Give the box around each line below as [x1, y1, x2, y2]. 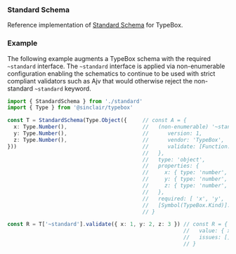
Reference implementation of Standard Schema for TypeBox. [7, 21, 183, 29]
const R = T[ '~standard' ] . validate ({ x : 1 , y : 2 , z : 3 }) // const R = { [7, 221, 228, 228]
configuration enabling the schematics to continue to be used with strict [7, 69, 216, 78]
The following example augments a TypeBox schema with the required [7, 54, 211, 62]
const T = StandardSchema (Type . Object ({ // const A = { [7, 117, 188, 124]
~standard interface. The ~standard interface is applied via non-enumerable [7, 62, 225, 70]
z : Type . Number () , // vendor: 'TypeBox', [13, 136, 225, 143]
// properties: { [142, 163, 199, 170]
